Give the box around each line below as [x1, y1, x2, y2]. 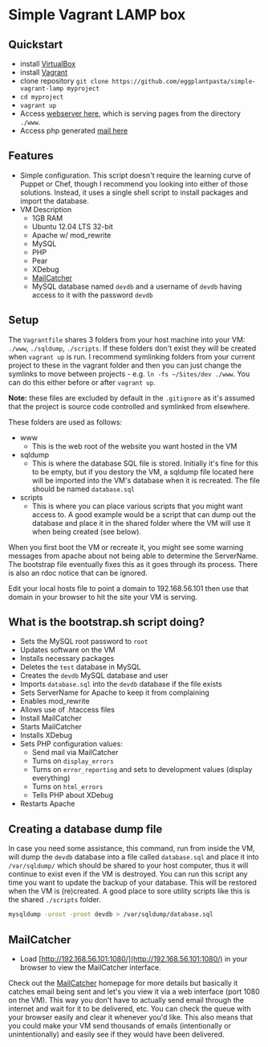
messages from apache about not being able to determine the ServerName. [8, 551, 258, 560]
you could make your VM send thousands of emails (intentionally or [8, 1020, 231, 1030]
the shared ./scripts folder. [8, 895, 102, 905]
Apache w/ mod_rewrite [31, 230, 112, 240]
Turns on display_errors [31, 756, 114, 766]
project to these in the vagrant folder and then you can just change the [8, 360, 242, 370]
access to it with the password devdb [31, 289, 153, 299]
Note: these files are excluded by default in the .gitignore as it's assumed [8, 392, 255, 403]
